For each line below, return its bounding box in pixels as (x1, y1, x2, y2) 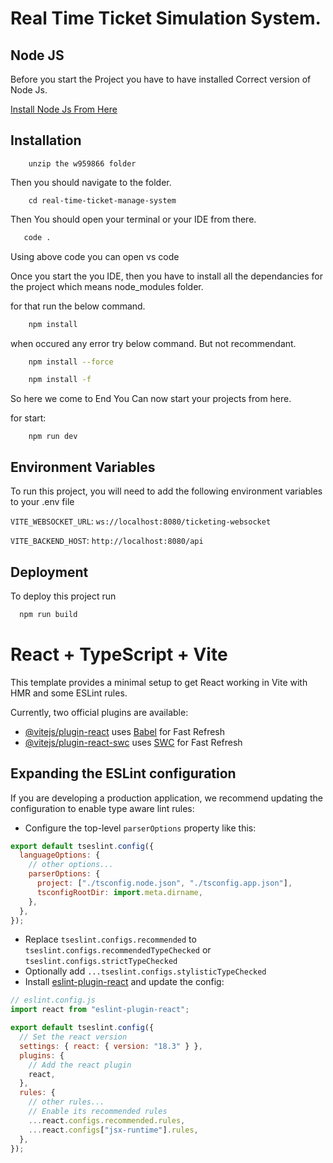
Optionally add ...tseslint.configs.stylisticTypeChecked (24, 965, 267, 977)
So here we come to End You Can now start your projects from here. (10, 393, 292, 405)
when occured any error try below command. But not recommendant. (10, 337, 297, 349)
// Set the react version (19, 1032, 128, 1042)
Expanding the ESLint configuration (10, 765, 237, 782)
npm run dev (28, 432, 78, 442)
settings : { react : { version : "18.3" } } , (19, 1041, 203, 1051)
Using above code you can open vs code (10, 250, 180, 262)
